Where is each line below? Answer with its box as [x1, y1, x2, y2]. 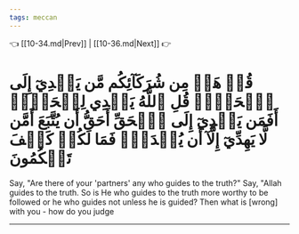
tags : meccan [9, 12, 58, 22]
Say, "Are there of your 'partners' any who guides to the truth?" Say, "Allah [9, 177, 282, 188]
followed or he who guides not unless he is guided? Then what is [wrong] [9, 197, 279, 207]
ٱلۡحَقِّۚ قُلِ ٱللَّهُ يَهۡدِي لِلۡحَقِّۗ [9, 91, 276, 111]
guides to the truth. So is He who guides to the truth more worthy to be [9, 187, 269, 198]
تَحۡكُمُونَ [9, 148, 72, 168]
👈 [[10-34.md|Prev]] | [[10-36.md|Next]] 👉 [9, 37, 172, 49]
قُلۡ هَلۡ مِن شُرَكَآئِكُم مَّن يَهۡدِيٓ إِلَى [9, 72, 254, 93]
